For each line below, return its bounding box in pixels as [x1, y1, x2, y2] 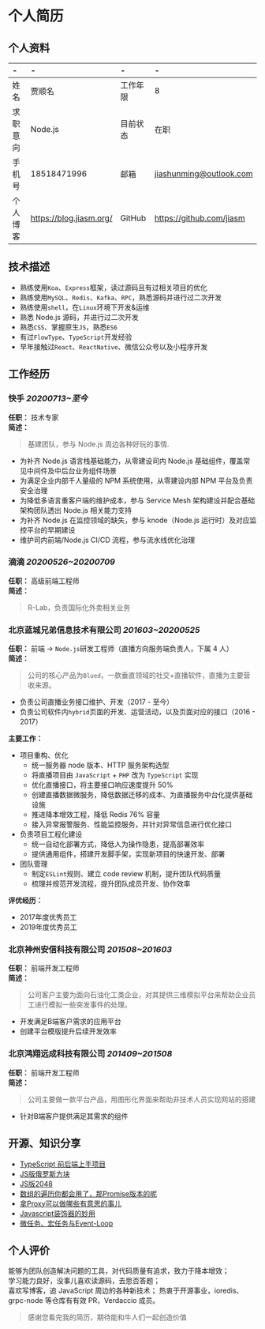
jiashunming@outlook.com [154, 168, 253, 179]
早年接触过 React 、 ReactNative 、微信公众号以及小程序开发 [19, 341, 208, 352]
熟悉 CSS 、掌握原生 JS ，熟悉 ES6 [19, 322, 118, 332]
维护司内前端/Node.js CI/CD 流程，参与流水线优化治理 [19, 535, 196, 544]
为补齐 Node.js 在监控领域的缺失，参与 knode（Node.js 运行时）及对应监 [19, 515, 257, 525]
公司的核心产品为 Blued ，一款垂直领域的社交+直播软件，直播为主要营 [27, 671, 251, 680]
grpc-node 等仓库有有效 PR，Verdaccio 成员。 [8, 1296, 160, 1305]
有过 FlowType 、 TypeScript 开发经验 [19, 332, 132, 341]
